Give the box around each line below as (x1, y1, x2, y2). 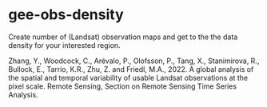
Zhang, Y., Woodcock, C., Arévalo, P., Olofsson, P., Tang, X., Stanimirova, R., (8, 56, 260, 65)
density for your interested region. (8, 40, 122, 50)
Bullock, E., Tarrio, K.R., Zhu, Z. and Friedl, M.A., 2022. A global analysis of (8, 64, 254, 73)
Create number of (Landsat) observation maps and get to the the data (8, 32, 238, 42)
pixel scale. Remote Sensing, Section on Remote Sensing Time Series (8, 81, 237, 91)
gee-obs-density (8, 6, 124, 24)
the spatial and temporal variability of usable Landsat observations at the (8, 73, 249, 82)
